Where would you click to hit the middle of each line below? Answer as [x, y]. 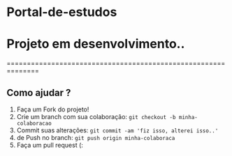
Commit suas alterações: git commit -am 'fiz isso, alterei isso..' [117, 130]
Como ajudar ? [39, 92]
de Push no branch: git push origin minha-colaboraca [96, 137]
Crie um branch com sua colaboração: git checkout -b [96, 116]
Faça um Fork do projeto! [53, 109]
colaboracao [34, 123]
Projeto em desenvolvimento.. [96, 44]
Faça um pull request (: [50, 145]
